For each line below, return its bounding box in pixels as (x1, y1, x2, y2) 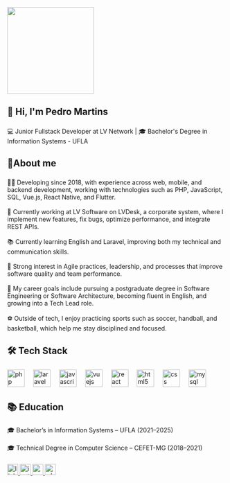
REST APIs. (7, 222, 39, 231)
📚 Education (7, 401, 64, 413)
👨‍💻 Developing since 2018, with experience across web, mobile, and (7, 178, 202, 186)
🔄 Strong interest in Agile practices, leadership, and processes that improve (7, 262, 223, 270)
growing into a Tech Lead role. (7, 299, 94, 307)
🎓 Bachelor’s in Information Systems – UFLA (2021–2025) (7, 426, 173, 434)
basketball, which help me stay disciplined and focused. (7, 324, 168, 332)
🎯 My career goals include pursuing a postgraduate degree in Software (7, 284, 210, 292)
